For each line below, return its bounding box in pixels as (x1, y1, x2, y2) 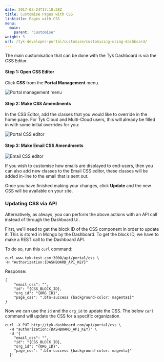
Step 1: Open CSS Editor (5, 69, 55, 75)
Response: (5, 268, 27, 274)
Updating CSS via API (5, 200, 57, 207)
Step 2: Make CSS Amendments (5, 100, 71, 106)
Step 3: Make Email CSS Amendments (5, 143, 84, 148)
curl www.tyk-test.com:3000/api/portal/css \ (5, 255, 99, 260)
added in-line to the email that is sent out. (5, 173, 89, 179)
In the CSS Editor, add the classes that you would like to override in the (5, 111, 147, 118)
